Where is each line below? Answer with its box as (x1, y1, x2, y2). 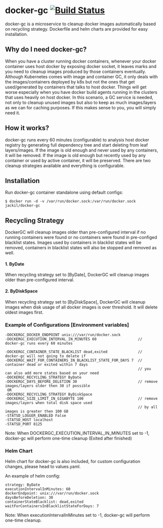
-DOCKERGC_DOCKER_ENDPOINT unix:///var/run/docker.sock (5, 332, 121, 337)
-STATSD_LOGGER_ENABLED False (5, 413, 67, 418)
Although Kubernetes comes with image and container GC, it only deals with (5, 73, 158, 80)
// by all (138, 405, 158, 409)
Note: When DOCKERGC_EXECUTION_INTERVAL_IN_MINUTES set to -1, (5, 430, 150, 436)
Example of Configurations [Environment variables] (5, 321, 129, 328)
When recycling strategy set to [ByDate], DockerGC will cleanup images (5, 272, 149, 278)
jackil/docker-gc (5, 203, 40, 208)
